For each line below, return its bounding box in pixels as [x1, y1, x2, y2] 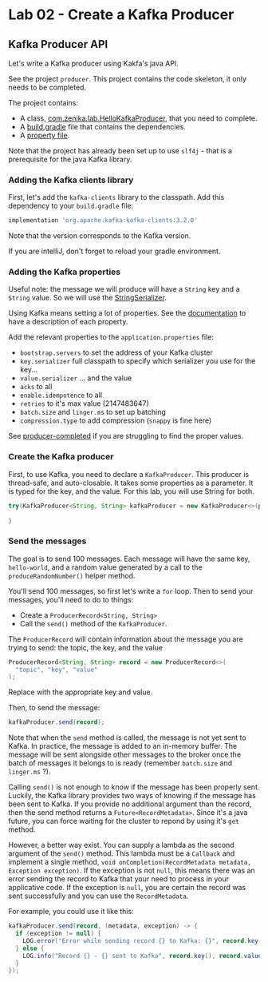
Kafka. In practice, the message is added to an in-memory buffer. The [8, 741, 238, 751]
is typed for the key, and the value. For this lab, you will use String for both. [8, 486, 255, 496]
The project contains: [8, 98, 78, 107]
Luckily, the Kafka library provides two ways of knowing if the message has [8, 791, 257, 801]
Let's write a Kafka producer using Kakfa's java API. [8, 58, 179, 68]
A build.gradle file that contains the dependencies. [19, 122, 186, 131]
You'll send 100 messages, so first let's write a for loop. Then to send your [8, 586, 254, 596]
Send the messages [8, 535, 87, 547]
